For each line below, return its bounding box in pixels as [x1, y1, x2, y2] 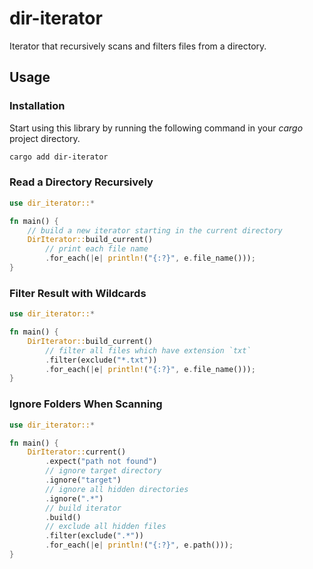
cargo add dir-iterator [9, 152, 109, 162]
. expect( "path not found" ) [45, 457, 158, 467]
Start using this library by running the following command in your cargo [9, 122, 304, 134]
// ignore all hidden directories [45, 484, 189, 494]
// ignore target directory [45, 466, 162, 476]
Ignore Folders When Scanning [9, 397, 163, 411]
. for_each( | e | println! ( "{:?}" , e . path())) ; [45, 540, 234, 551]
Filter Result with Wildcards [9, 286, 147, 300]
